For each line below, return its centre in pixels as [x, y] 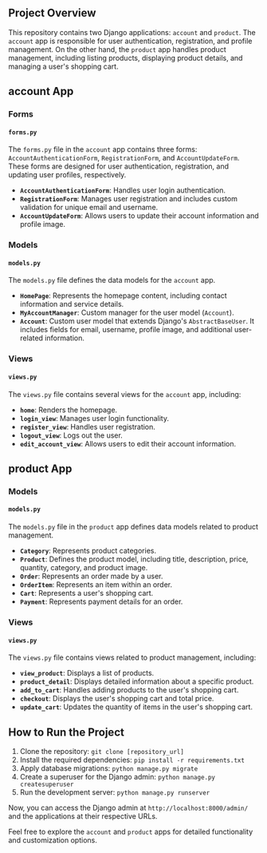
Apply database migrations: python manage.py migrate [109, 768]
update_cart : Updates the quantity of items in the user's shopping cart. [136, 707]
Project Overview [52, 13]
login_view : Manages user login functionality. [94, 418]
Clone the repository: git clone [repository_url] [102, 752]
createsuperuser [47, 785]
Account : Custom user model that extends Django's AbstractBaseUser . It [137, 321]
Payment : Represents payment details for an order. [101, 601]
